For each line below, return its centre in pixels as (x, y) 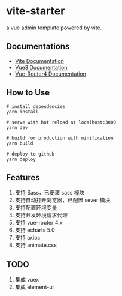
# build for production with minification (60, 138)
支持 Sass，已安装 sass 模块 (50, 193)
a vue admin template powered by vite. (54, 28)
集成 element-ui (34, 287)
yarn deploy (21, 159)
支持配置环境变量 (36, 208)
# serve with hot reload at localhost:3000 (61, 122)
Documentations (38, 47)
